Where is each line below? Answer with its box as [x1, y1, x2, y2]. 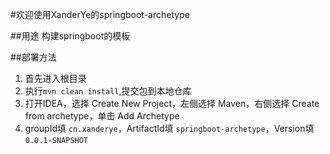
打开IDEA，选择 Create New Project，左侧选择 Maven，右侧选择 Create [24, 98, 320, 109]
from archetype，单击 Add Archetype [24, 110, 180, 122]
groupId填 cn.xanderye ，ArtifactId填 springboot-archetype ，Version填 [24, 123, 315, 134]
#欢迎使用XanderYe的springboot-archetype [10, 9, 190, 20]
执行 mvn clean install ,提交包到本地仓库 [24, 85, 192, 97]
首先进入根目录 [24, 73, 87, 84]
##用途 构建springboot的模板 [10, 30, 131, 42]
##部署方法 [10, 51, 57, 63]
